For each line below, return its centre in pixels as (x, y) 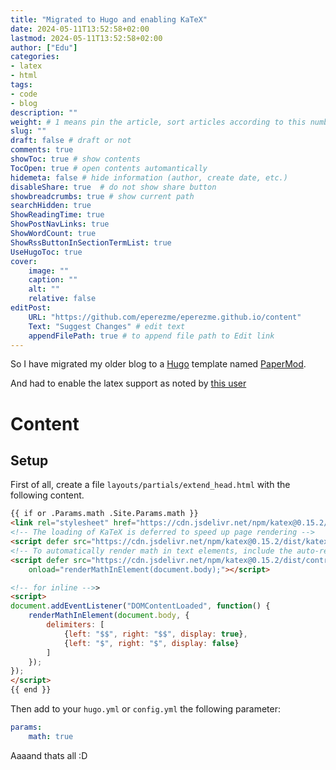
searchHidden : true (51, 206)
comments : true (42, 150)
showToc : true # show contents (75, 159)
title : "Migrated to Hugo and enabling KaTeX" (109, 19)
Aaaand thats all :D (49, 755)
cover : (24, 261)
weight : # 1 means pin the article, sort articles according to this (158, 122)
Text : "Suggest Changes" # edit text (107, 326)
